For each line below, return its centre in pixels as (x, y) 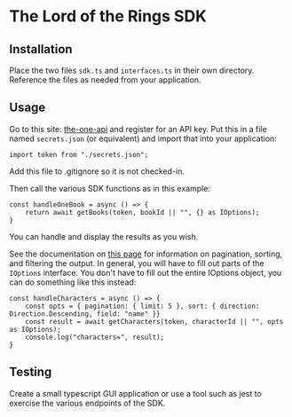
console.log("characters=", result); (95, 337)
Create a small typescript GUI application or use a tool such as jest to (135, 393)
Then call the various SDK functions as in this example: (110, 188)
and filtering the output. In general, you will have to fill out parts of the (137, 263)
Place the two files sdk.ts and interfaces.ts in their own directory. (132, 70)
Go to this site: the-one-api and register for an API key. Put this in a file (138, 129)
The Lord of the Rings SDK (108, 16)
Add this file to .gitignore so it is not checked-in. (97, 171)
